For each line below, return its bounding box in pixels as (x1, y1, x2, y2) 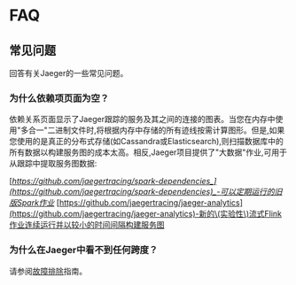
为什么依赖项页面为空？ (9, 92, 109, 104)
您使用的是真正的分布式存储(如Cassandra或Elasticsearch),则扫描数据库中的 (9, 136, 284, 147)
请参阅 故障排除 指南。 (9, 266, 87, 276)
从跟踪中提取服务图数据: (9, 158, 97, 169)
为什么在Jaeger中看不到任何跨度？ (9, 244, 159, 257)
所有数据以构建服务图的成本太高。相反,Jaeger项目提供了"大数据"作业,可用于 (9, 147, 288, 158)
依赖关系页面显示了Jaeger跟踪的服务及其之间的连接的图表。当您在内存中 (9, 114, 277, 125)
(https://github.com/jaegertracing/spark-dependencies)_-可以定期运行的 (9, 187, 275, 197)
